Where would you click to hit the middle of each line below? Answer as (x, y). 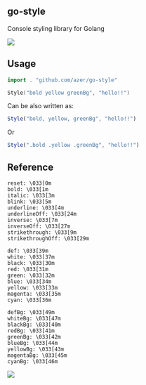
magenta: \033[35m (34, 294)
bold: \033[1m (28, 189)
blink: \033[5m (29, 202)
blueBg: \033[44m (33, 343)
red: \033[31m (28, 269)
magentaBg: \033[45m (38, 355)
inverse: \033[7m (33, 220)
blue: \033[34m (29, 281)
